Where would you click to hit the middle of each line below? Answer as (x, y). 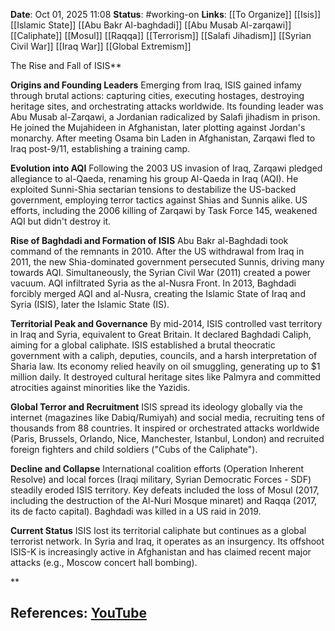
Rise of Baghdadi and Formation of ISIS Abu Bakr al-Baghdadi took (149, 240)
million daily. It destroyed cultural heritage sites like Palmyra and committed (166, 377)
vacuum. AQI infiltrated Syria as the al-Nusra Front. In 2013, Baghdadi (153, 283)
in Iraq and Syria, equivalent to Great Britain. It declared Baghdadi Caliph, (161, 334)
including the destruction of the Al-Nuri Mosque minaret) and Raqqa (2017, (164, 500)
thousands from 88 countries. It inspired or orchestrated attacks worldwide (165, 428)
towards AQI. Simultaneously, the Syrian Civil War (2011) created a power (161, 272)
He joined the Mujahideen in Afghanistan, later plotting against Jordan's (158, 127)
